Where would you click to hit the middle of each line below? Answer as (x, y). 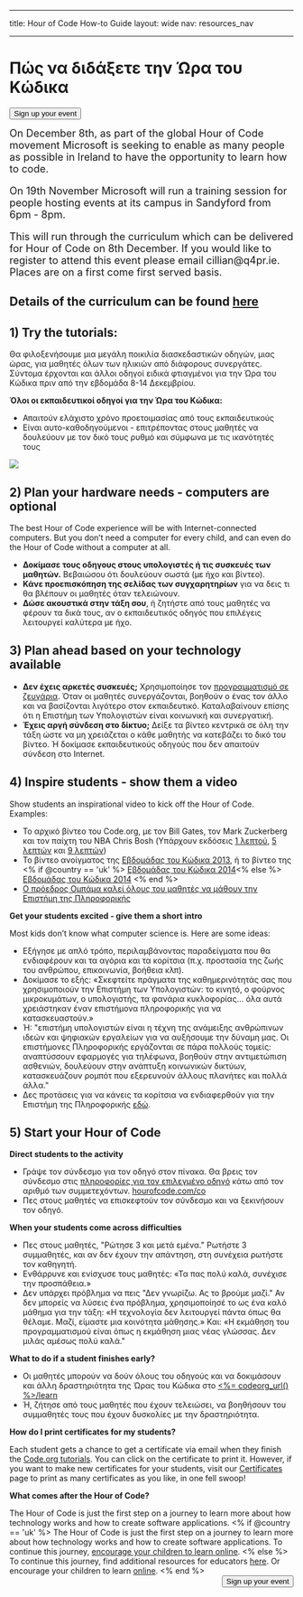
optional (33, 506)
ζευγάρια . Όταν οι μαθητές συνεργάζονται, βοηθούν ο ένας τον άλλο (155, 696)
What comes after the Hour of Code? (80, 1496)
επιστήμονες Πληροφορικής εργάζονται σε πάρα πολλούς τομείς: (147, 1046)
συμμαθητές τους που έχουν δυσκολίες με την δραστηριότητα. (141, 1415)
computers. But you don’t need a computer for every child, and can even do (150, 537)
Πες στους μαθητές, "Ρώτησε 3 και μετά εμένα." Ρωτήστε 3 (134, 1245)
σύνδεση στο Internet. (64, 753)
